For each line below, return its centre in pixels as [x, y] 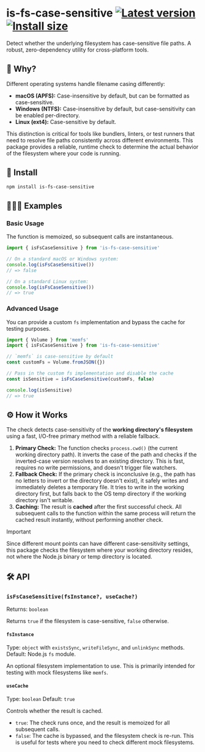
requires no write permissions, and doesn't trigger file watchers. [96, 468]
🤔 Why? [21, 69]
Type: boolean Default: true [41, 699]
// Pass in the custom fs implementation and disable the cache [90, 374]
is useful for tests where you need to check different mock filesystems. [105, 742]
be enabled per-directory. [48, 115]
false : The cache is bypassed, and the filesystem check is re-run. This [104, 736]
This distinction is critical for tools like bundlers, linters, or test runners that [101, 134]
